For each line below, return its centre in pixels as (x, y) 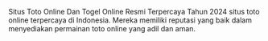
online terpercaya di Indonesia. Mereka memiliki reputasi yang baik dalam (130, 20)
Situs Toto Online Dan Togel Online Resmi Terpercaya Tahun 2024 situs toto (134, 12)
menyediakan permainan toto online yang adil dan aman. (102, 29)
